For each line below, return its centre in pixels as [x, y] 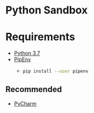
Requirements [40, 37]
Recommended [34, 89]
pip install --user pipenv [55, 71]
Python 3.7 [27, 53]
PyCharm [25, 104]
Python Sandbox [47, 10]
